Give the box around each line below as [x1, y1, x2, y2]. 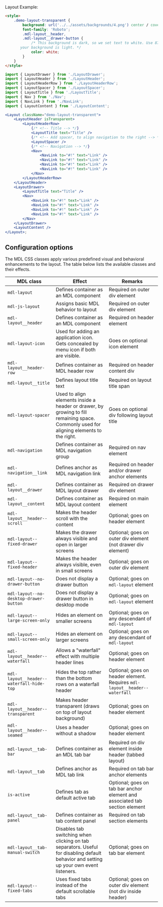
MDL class [16, 278, 42, 285]
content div [109, 367, 135, 374]
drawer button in [55, 595, 94, 602]
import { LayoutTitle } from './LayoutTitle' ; [5, 90, 101, 95]
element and [109, 791, 137, 798]
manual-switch [7, 850, 40, 855]
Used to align [55, 391, 86, 397]
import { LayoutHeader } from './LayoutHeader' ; [5, 76, 105, 82]
